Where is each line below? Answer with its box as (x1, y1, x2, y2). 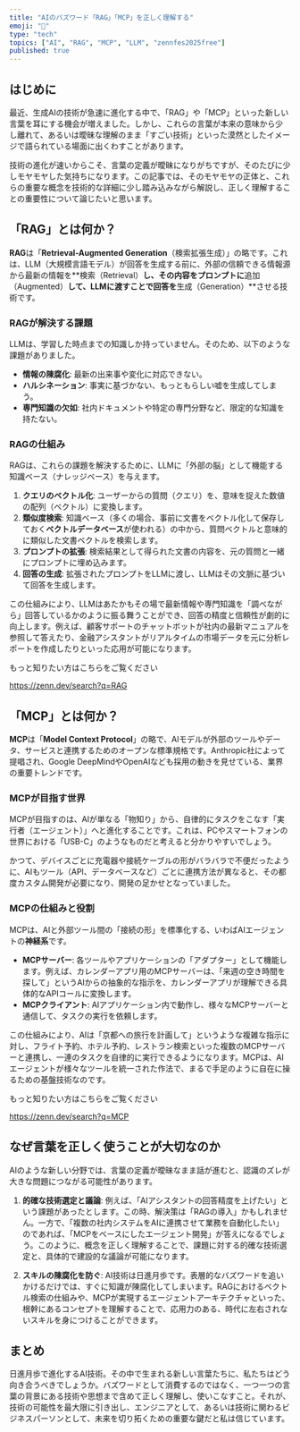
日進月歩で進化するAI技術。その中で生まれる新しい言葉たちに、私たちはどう (9, 1368, 290, 1379)
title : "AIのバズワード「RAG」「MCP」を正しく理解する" (9, 13, 194, 22)
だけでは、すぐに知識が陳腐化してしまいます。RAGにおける (46, 1281, 265, 1292)
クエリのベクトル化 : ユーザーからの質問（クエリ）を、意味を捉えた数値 (21, 490, 286, 501)
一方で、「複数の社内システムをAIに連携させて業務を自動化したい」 (37, 1217, 284, 1228)
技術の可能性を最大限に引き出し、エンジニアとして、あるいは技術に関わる (9, 1402, 283, 1413)
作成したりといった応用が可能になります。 (39, 643, 196, 654)
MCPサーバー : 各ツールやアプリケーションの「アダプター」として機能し (21, 954, 287, 965)
